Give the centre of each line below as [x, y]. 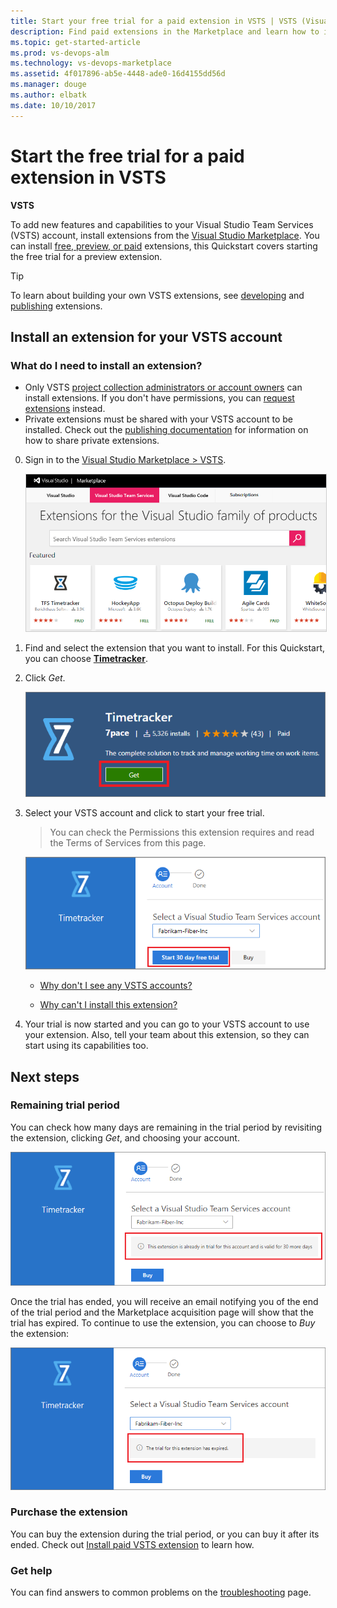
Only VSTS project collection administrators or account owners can [163, 387]
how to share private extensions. [92, 441]
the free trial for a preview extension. [86, 256]
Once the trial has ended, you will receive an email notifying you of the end [164, 1302]
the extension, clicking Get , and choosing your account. [125, 1137]
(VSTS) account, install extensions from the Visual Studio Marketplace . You [165, 235]
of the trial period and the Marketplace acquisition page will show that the [162, 1312]
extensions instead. [65, 409]
